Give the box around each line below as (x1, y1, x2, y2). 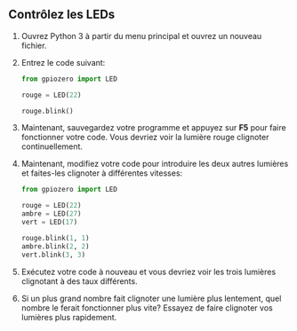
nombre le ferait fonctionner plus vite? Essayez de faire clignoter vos (20, 302, 273, 313)
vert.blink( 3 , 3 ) (20, 250, 86, 259)
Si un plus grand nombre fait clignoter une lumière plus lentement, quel (20, 293, 282, 303)
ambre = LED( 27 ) (20, 209, 82, 218)
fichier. (20, 40, 47, 51)
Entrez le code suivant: (20, 57, 106, 67)
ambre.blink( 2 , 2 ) (20, 241, 90, 251)
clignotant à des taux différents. (20, 275, 139, 287)
